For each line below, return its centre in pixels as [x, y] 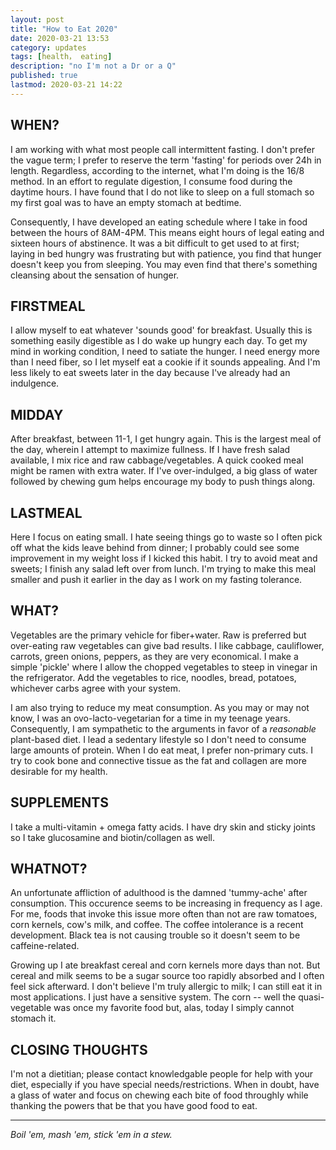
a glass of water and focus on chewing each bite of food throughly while [159, 1095]
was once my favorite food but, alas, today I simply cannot [174, 1008]
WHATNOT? [49, 869]
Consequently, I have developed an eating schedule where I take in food [159, 222]
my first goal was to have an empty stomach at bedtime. [126, 202]
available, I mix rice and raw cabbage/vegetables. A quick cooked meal [157, 460]
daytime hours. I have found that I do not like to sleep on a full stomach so [162, 192]
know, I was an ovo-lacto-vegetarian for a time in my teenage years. [150, 718]
